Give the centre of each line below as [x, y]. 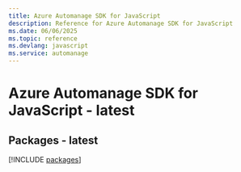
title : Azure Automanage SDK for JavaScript [85, 16]
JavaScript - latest [72, 111]
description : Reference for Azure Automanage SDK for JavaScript [120, 23]
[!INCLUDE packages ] [45, 159]
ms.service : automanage [49, 53]
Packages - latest [53, 140]
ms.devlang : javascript [49, 46]
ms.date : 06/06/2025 [43, 31]
